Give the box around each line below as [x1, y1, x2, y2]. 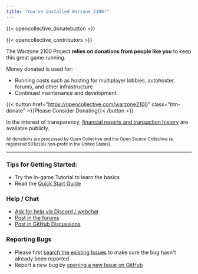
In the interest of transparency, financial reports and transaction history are [6, 118, 189, 126]
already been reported [14, 255, 70, 262]
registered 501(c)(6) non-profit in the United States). [6, 141, 112, 147]
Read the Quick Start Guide [14, 180, 81, 187]
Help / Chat [6, 194, 39, 203]
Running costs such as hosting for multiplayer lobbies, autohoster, [14, 77, 176, 84]
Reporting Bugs [6, 235, 52, 243]
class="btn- [151, 101, 181, 108]
